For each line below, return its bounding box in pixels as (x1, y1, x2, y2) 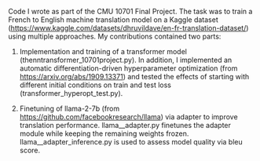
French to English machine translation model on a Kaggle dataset (8, 15, 218, 24)
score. (19, 145, 41, 155)
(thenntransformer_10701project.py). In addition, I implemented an (19, 55, 233, 64)
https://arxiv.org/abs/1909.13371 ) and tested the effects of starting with (19, 72, 250, 81)
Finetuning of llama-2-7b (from (19, 104, 120, 113)
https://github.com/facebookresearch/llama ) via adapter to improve (19, 112, 238, 121)
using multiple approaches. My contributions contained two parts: (8, 31, 222, 41)
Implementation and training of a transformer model (19, 47, 187, 56)
